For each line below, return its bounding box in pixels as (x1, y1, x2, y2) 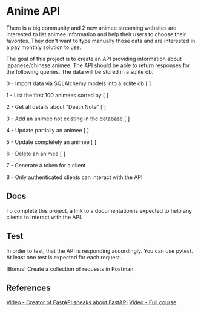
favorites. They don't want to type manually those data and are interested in (6, 37, 196, 44)
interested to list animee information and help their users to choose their (6, 30, 186, 37)
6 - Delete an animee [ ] (6, 150, 65, 157)
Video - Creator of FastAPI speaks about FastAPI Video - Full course (6, 299, 177, 306)
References (6, 282, 51, 293)
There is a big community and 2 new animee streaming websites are (6, 24, 177, 31)
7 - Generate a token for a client (6, 161, 86, 169)
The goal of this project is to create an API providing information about (6, 55, 182, 62)
